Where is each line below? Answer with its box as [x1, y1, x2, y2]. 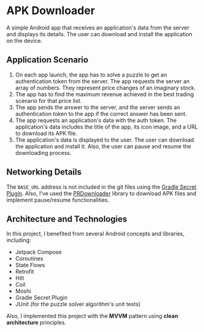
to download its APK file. [15, 129, 78, 137]
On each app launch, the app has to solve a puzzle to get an [15, 71, 167, 78]
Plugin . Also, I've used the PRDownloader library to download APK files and [6, 189, 197, 197]
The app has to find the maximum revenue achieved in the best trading [15, 90, 194, 98]
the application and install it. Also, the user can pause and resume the [15, 142, 192, 150]
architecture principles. [6, 319, 66, 326]
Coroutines [15, 255, 43, 262]
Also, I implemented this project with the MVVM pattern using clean [6, 312, 179, 320]
